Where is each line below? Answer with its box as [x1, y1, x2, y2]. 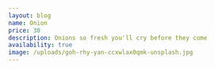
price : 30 [8, 26, 41, 34]
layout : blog [8, 11, 52, 20]
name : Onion [8, 19, 48, 27]
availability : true [8, 41, 73, 49]
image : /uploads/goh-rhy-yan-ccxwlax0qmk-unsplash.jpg [8, 48, 194, 56]
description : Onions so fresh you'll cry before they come [8, 33, 208, 42]
